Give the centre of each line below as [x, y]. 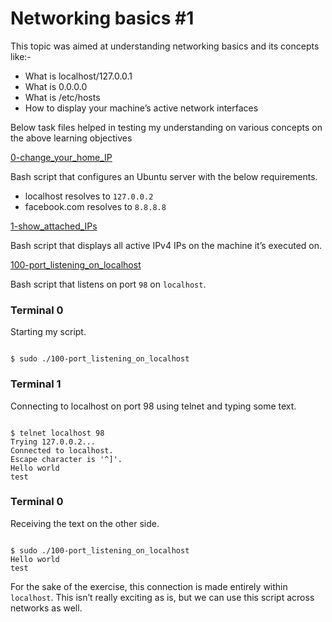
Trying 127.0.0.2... [53, 442]
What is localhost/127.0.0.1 [78, 76]
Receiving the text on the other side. [85, 523]
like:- [21, 56]
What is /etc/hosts [62, 97]
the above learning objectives [71, 138]
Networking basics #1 [102, 18]
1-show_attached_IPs [54, 226]
